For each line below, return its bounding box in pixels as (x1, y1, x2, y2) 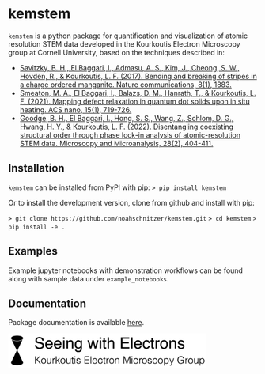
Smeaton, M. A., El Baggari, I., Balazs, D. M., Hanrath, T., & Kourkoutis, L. (19, 88, 256, 97)
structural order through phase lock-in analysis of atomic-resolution (19, 130, 241, 139)
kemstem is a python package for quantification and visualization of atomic (8, 31, 248, 40)
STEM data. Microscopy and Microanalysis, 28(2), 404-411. (19, 138, 214, 148)
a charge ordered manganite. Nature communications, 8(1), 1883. (19, 80, 232, 89)
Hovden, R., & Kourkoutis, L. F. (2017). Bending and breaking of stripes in (19, 71, 257, 81)
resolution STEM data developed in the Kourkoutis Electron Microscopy (8, 39, 240, 48)
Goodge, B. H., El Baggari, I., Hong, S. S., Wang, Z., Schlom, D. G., (19, 113, 234, 123)
